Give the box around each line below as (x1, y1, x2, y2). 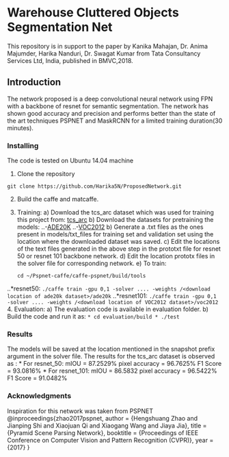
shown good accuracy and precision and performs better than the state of (7, 109, 216, 117)
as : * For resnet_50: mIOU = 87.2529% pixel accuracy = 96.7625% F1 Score (7, 360, 222, 368)
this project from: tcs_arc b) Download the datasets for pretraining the (16, 216, 214, 224)
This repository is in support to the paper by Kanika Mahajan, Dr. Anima (7, 42, 208, 50)
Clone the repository (16, 170, 75, 178)
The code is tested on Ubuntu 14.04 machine (7, 156, 134, 165)
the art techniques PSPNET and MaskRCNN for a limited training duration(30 (7, 116, 223, 125)
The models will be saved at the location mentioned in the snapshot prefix (7, 345, 215, 354)
